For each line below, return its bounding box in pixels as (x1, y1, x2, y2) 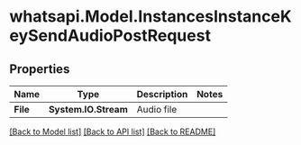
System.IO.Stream (48, 104, 128, 115)
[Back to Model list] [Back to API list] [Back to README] (9, 126, 216, 137)
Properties (9, 61, 70, 77)
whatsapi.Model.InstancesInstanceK (9, 6, 292, 27)
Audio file (136, 104, 178, 115)
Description (136, 88, 188, 100)
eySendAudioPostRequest (9, 25, 212, 46)
